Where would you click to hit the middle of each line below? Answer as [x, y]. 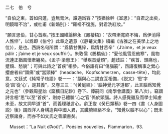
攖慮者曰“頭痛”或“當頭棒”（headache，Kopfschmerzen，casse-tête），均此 [83, 72]
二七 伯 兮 [18, 7]
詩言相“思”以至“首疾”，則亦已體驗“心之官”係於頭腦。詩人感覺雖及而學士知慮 [83, 97]
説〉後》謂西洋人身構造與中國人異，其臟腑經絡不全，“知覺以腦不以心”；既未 [84, 110]
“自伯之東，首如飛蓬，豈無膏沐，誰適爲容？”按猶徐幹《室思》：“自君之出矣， [84, 18]
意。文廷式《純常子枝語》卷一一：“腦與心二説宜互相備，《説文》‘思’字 [76, 78]
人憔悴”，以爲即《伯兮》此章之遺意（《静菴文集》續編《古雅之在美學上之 [80, 41]
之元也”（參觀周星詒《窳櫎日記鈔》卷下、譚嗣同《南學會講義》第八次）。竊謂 [84, 91]
